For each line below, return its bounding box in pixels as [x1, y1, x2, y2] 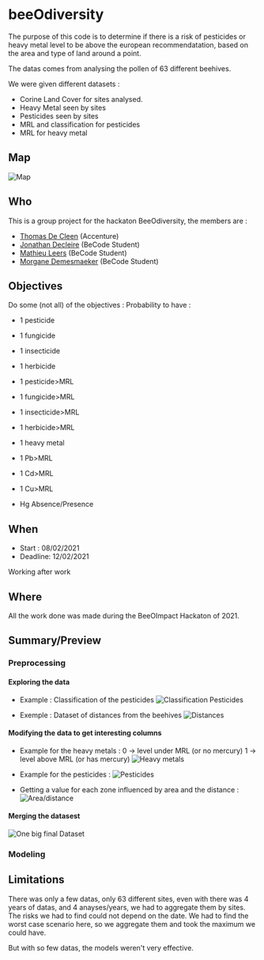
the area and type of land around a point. [8, 48, 141, 58]
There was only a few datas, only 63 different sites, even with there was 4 [8, 894, 249, 903]
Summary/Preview [8, 634, 101, 648]
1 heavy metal [19, 438, 65, 448]
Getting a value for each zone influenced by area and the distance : [19, 784, 239, 794]
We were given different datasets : [8, 79, 120, 89]
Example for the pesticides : [19, 769, 111, 779]
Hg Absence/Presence [19, 500, 94, 509]
